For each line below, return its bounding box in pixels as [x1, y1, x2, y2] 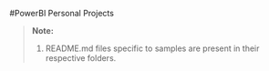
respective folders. [45, 53, 117, 63]
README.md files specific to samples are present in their [45, 43, 260, 54]
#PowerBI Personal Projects [9, 8, 114, 18]
